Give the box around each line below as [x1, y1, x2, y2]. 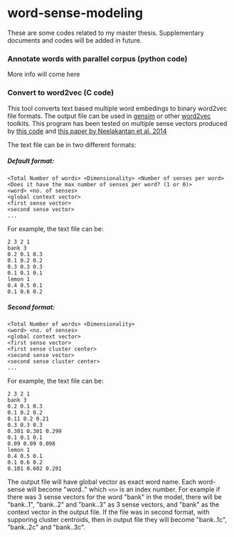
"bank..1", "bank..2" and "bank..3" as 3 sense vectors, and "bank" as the [7, 500, 220, 509]
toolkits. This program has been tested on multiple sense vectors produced [7, 119, 228, 127]
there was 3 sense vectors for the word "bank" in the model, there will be [7, 493, 222, 501]
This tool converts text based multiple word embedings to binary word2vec [7, 104, 228, 112]
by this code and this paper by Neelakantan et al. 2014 [7, 127, 167, 135]
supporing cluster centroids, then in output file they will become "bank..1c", [7, 516, 228, 524]
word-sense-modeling [7, 5, 144, 21]
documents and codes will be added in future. [7, 36, 142, 44]
